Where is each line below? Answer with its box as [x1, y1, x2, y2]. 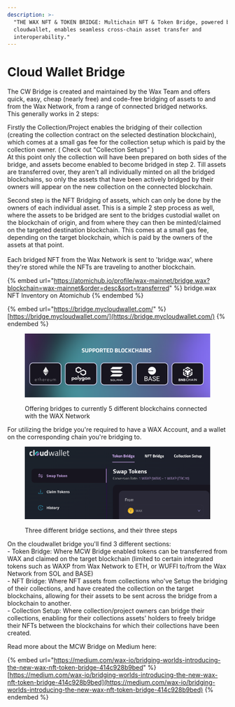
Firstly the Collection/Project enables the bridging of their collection [7, 123, 203, 132]
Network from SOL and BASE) [7, 569, 94, 578]
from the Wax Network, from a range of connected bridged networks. [7, 102, 208, 111]
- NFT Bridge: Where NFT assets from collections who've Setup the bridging [7, 576, 228, 585]
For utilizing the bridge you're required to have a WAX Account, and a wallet [7, 425, 226, 433]
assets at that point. [7, 241, 64, 249]
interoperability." [13, 34, 71, 41]
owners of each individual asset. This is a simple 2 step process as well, [7, 203, 215, 212]
